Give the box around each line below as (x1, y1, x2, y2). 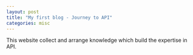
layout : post (6, 8, 39, 15)
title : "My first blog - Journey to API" (6, 15, 113, 21)
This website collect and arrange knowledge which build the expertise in (6, 37, 188, 44)
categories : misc (6, 20, 50, 26)
